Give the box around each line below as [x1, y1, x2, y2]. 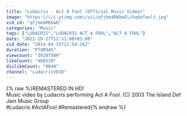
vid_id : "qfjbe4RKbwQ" [6, 19, 62, 25]
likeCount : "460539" [6, 58, 57, 64]
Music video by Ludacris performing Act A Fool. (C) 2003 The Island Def [6, 91, 181, 98]
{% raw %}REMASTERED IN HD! [6, 85, 84, 92]
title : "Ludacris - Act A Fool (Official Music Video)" [6, 8, 145, 15]
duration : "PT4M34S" [6, 47, 57, 53]
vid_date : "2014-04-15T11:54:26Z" [6, 42, 91, 48]
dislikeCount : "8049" [6, 63, 59, 69]
